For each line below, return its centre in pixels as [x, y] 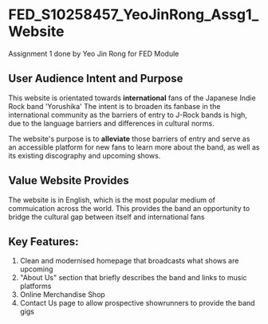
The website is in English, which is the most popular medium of [112, 200]
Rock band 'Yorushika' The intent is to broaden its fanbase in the [114, 106]
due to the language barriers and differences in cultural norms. [111, 123]
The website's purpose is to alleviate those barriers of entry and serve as [129, 139]
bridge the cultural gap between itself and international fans [106, 217]
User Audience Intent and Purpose [96, 78]
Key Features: [43, 242]
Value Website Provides [69, 181]
